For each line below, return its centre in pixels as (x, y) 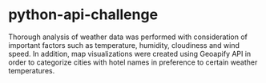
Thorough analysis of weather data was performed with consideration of (128, 37)
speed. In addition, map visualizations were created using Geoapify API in (130, 53)
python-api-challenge (83, 15)
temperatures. (32, 70)
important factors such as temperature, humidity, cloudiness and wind (124, 45)
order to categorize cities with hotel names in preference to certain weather (133, 62)
